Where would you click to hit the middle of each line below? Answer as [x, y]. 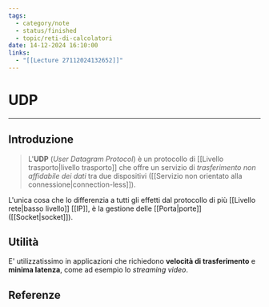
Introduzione [41, 140]
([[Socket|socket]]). [41, 216]
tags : [17, 16]
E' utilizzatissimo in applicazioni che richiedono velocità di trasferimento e [132, 261]
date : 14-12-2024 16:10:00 [53, 46]
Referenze [35, 295]
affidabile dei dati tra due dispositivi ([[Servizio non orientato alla [135, 176]
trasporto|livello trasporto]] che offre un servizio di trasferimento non [142, 167]
